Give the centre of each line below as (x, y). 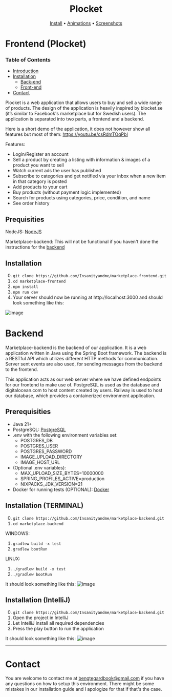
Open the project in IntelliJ (40, 618)
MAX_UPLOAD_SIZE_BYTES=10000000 (62, 473)
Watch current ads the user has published (57, 171)
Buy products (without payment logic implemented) (67, 192)
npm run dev (25, 293)
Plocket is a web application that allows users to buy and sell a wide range (84, 102)
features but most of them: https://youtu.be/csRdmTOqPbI (67, 134)
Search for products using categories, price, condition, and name (81, 198)
